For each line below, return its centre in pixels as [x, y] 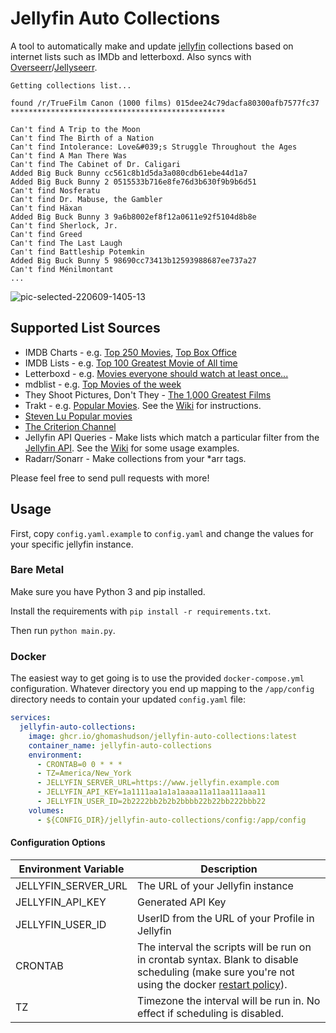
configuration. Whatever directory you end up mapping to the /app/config [162, 689]
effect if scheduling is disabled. [210, 1013]
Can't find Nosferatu [55, 190]
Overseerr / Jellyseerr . [54, 67]
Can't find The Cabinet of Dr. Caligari [96, 164]
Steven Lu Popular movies [78, 416]
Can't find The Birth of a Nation [82, 138]
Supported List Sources [85, 328]
